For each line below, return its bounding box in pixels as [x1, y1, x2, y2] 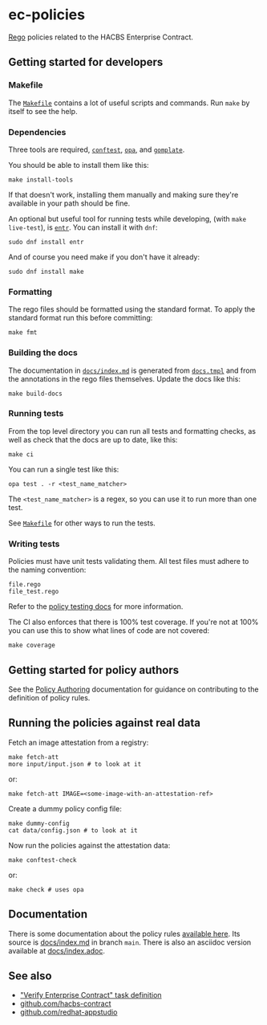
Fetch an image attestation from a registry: [8, 737, 149, 747]
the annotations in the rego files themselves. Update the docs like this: [8, 374, 241, 383]
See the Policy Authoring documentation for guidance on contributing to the [8, 684, 259, 694]
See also [8, 969, 52, 982]
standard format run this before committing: [8, 313, 153, 323]
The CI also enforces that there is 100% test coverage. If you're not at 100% [8, 617, 259, 627]
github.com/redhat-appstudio [19, 1007, 118, 1017]
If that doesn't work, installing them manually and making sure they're [8, 190, 239, 199]
